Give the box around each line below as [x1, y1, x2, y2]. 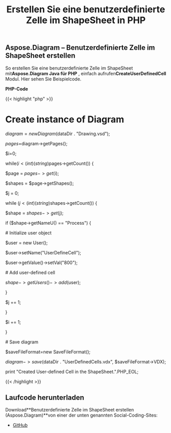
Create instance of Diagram [5, 114, 125, 125]
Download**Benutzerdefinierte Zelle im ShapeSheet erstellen [5, 407, 134, 413]
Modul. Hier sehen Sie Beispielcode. [5, 76, 82, 82]
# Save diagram [5, 339, 38, 345]
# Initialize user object [5, 229, 52, 236]
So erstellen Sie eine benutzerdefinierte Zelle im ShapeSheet [5, 65, 133, 71]
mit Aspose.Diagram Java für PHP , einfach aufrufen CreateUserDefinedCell [5, 70, 166, 76]
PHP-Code [5, 85, 28, 92]
